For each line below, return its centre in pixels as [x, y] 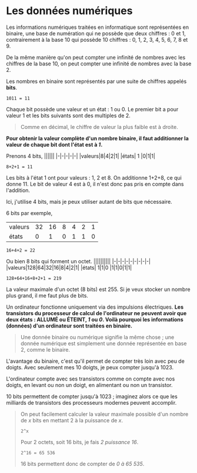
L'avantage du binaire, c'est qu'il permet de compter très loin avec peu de [96, 361]
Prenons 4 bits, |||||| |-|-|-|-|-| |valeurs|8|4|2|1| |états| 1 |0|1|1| [81, 156]
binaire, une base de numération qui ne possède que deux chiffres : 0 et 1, [96, 33]
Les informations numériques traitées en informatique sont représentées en [98, 27]
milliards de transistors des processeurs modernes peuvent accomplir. [91, 402]
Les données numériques [69, 11]
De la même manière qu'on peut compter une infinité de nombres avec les [96, 57]
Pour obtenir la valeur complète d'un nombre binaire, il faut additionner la [98, 138]
